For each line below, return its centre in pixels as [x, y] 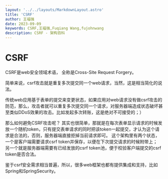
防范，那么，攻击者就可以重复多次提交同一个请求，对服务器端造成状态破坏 [82, 106]
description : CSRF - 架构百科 [35, 33]
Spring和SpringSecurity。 [32, 171]
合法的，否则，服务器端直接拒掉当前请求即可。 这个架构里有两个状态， [87, 135]
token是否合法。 [22, 154]
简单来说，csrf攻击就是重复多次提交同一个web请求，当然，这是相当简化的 [81, 82]
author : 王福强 [20, 19]
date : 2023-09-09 [23, 24]
